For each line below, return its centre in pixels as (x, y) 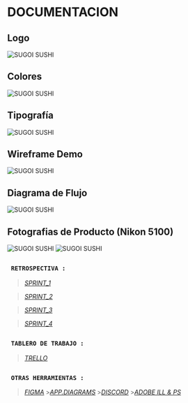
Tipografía (30, 116)
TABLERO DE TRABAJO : (47, 344)
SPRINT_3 (38, 310)
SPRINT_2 (39, 296)
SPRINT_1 (37, 283)
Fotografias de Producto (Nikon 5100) (91, 232)
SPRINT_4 (38, 323)
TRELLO (36, 358)
